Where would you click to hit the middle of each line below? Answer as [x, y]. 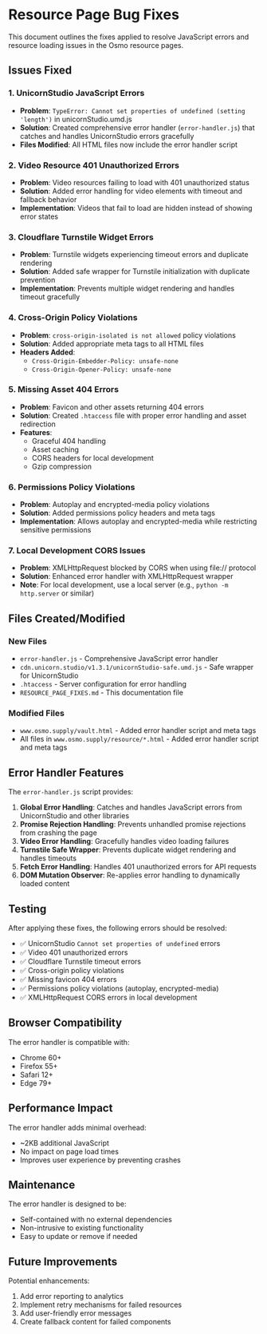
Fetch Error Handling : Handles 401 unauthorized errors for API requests [138, 867]
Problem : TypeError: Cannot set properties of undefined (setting [132, 110]
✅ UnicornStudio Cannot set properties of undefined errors [120, 944]
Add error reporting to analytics [71, 1296]
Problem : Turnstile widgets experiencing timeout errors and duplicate [134, 255]
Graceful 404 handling [69, 441]
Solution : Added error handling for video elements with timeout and [131, 191]
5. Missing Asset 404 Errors [64, 390]
